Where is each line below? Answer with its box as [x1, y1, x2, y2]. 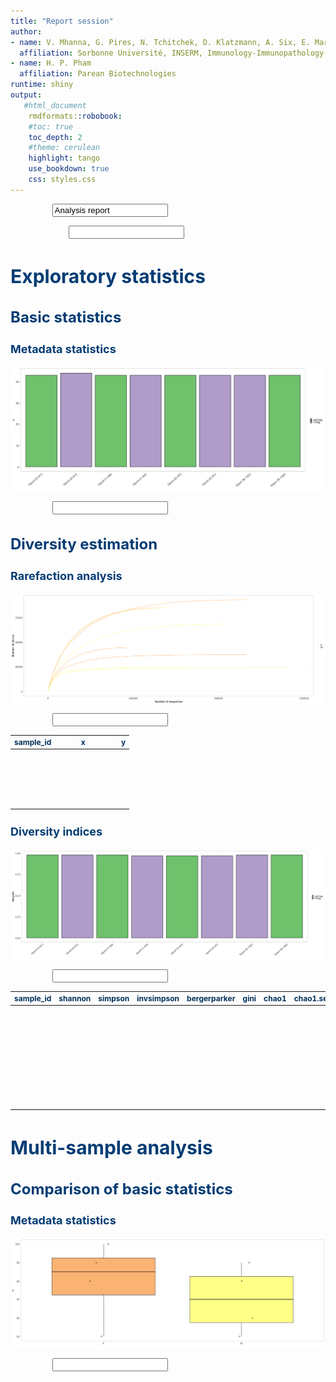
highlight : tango [28, 153, 101, 164]
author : [10, 26, 43, 37]
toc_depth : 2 [28, 132, 83, 142]
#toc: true [28, 121, 74, 132]
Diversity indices [10, 824, 103, 839]
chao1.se [293, 993, 328, 1004]
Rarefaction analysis [10, 568, 123, 583]
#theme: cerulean [28, 143, 101, 153]
